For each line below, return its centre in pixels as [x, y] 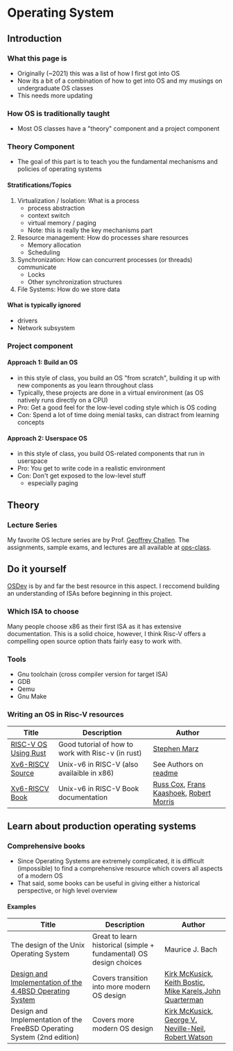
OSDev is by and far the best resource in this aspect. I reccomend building [113, 586]
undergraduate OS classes [55, 88]
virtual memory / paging [62, 222]
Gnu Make [32, 696]
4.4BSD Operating [41, 991]
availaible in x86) [86, 773]
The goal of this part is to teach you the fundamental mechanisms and [118, 162]
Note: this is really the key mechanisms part [90, 230]
